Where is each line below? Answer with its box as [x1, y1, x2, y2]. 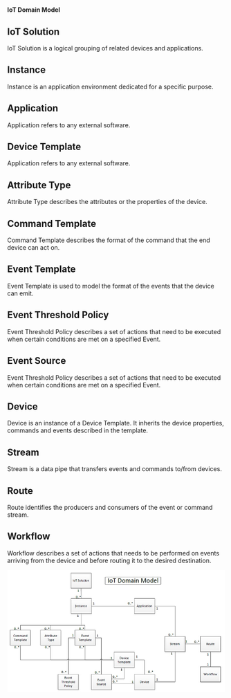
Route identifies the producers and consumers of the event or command [7, 503, 213, 511]
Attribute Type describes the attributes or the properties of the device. [7, 198, 207, 206]
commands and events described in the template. [7, 426, 149, 434]
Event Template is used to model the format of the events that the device [7, 282, 214, 290]
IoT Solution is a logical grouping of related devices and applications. [7, 44, 204, 52]
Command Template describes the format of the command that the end [7, 236, 210, 244]
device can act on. [7, 244, 60, 252]
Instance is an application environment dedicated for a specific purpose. [7, 82, 214, 91]
